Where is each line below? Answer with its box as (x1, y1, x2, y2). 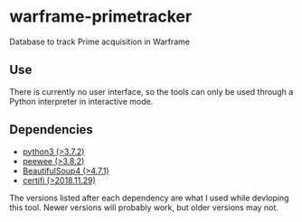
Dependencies (9, 122, 93, 137)
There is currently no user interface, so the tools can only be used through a (9, 86, 294, 97)
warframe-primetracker (9, 6, 193, 27)
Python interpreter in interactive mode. (9, 96, 154, 106)
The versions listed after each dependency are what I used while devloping (9, 192, 289, 203)
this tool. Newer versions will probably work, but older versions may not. (9, 201, 278, 213)
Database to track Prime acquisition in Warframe (9, 36, 190, 47)
